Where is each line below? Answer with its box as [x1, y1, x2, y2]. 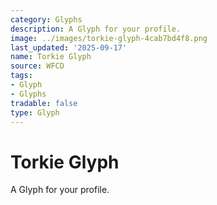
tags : [10, 71, 33, 81]
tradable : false [10, 98, 78, 108]
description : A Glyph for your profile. [10, 24, 182, 34]
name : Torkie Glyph [10, 52, 92, 62]
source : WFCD [10, 61, 65, 71]
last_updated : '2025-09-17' [10, 42, 128, 53]
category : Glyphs [10, 14, 83, 25]
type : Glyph [10, 107, 60, 118]
